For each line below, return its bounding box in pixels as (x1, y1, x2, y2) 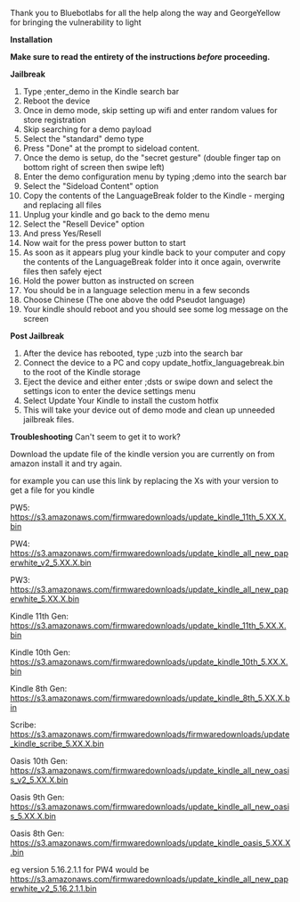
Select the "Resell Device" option (22, 218, 145, 229)
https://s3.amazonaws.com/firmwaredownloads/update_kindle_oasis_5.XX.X (10, 838, 291, 848)
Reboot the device (22, 95, 91, 106)
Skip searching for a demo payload (22, 124, 152, 135)
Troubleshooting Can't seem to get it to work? (10, 431, 181, 442)
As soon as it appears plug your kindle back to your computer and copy (22, 247, 286, 258)
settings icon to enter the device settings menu (22, 386, 197, 396)
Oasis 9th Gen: (10, 792, 65, 802)
